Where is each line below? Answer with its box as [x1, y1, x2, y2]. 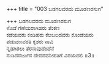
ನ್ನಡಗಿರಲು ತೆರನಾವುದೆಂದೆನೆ [6, 45, 55, 52]
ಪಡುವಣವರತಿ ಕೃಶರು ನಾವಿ [6, 38, 54, 45]
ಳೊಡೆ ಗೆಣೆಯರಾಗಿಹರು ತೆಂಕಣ [6, 24, 60, 31]
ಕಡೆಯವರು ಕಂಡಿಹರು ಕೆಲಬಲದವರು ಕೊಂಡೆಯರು [6, 31, 94, 38]
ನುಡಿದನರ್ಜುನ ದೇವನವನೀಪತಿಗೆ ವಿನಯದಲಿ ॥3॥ [6, 52, 95, 59]
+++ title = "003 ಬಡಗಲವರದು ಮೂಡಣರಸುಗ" [6, 5, 104, 12]
